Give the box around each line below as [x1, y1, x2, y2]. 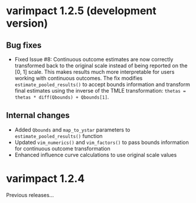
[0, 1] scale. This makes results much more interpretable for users [14, 68, 175, 75]
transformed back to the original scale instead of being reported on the [14, 62, 188, 69]
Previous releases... [6, 191, 54, 198]
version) [6, 17, 48, 30]
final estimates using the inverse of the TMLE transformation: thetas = [14, 87, 186, 94]
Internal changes [6, 110, 70, 120]
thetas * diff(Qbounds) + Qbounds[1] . [14, 93, 109, 100]
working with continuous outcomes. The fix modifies [14, 75, 143, 81]
